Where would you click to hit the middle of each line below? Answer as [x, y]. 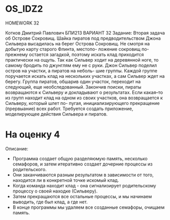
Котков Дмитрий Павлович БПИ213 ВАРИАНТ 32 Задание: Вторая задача [85, 33]
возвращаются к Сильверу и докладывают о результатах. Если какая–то [84, 92]
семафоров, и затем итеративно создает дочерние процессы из [82, 164]
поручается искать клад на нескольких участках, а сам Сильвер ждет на [85, 76]
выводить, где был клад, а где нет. [50, 202]
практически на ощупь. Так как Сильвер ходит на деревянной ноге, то [82, 60]
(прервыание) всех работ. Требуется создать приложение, [69, 108]
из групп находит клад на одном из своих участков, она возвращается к [84, 98]
